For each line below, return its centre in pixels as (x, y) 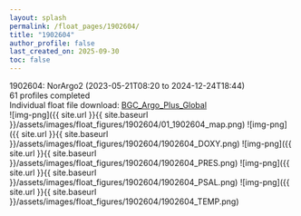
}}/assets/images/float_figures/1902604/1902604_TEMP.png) (124, 201)
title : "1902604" (42, 34)
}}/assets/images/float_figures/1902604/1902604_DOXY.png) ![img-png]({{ (150, 143)
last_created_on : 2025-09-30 (64, 52)
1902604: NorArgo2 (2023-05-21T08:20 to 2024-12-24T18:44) (127, 86)
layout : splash (38, 18)
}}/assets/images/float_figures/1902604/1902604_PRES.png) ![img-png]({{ (150, 163)
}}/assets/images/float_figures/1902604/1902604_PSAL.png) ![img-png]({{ (150, 182)
